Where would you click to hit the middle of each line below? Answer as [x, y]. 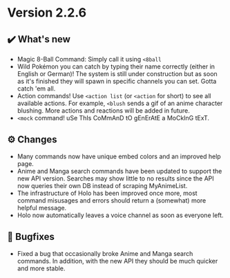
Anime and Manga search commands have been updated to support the [119, 171]
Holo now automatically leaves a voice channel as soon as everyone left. [120, 215]
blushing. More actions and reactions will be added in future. [103, 111]
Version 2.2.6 [47, 13]
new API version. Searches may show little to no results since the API [115, 178]
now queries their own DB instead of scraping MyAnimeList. [102, 185]
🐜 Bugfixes [31, 237]
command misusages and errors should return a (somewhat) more [112, 200]
